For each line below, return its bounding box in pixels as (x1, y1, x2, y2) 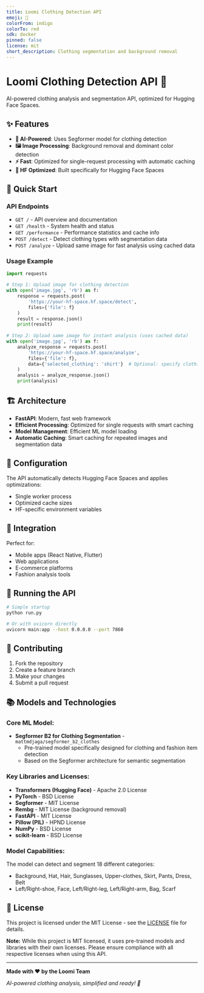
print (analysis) (17, 378, 59, 384)
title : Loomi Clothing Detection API (6, 9, 102, 15)
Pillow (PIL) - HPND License (15, 818, 86, 826)
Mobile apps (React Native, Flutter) (15, 551, 103, 559)
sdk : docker (6, 32, 36, 38)
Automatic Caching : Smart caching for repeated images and (15, 434, 168, 441)
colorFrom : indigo (6, 20, 53, 26)
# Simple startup (6, 604, 50, 610)
